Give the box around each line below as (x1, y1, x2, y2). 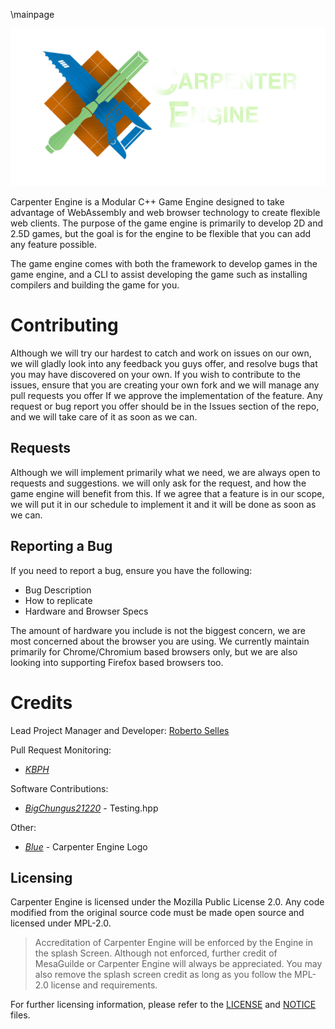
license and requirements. (50, 979, 158, 991)
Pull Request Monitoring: (10, 744, 112, 756)
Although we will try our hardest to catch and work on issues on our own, (10, 347, 312, 359)
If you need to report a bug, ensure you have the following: (10, 564, 253, 576)
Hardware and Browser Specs (24, 605, 149, 617)
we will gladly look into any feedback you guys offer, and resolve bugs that (10, 357, 318, 369)
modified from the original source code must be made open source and (10, 907, 305, 919)
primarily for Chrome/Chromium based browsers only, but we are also (10, 645, 298, 658)
